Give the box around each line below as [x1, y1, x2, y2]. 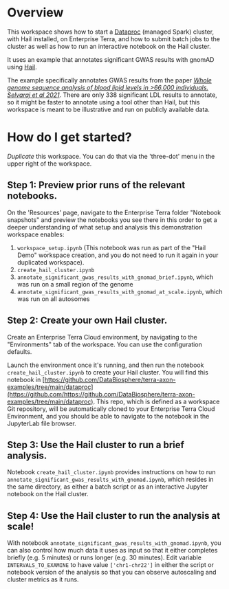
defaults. [7, 347, 32, 355]
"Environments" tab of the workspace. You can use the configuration [7, 340, 203, 348]
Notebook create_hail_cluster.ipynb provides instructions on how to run [7, 468, 216, 476]
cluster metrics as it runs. [7, 575, 79, 584]
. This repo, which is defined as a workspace [92, 397, 220, 405]
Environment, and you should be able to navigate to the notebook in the [7, 412, 210, 420]
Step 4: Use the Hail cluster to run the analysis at [7, 510, 221, 522]
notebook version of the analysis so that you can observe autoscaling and [7, 568, 217, 577]
